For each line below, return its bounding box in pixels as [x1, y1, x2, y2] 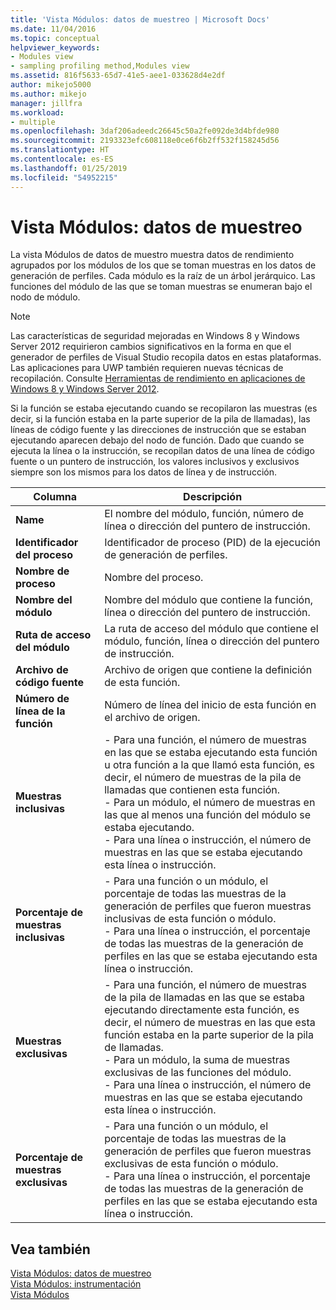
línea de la [15, 704, 66, 718]
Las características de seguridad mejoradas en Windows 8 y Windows [10, 330, 300, 342]
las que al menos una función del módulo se [104, 808, 312, 822]
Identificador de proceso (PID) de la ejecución [104, 536, 321, 550]
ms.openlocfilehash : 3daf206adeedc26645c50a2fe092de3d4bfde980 [10, 126, 280, 136]
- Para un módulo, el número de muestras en [104, 796, 316, 810]
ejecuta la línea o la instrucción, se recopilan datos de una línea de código [10, 445, 315, 457]
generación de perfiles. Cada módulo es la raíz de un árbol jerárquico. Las [10, 270, 316, 282]
